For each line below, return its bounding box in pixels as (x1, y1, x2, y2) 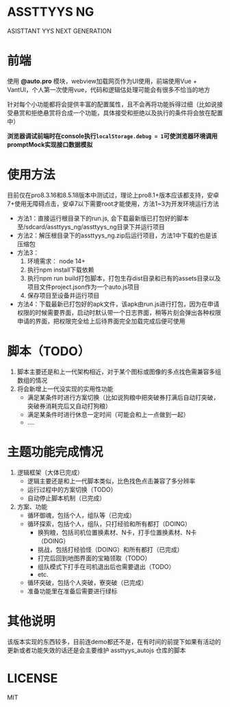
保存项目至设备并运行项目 (27, 291, 100, 299)
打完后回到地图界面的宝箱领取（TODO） (37, 553, 151, 562)
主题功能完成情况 (7, 444, 104, 459)
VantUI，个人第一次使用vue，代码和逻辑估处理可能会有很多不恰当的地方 (7, 85, 211, 93)
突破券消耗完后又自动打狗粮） (27, 402, 112, 410)
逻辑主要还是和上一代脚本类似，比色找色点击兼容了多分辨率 (27, 477, 196, 485)
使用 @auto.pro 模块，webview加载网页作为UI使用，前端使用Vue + (7, 77, 197, 85)
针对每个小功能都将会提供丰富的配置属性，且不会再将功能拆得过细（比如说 (7, 100, 217, 108)
